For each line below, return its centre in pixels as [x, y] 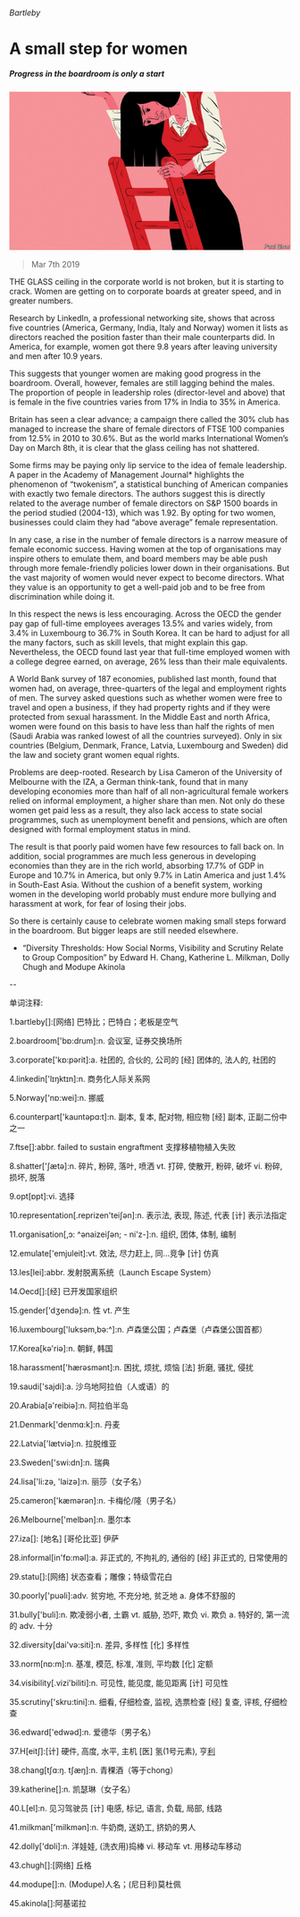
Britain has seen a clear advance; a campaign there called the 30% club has [150, 420]
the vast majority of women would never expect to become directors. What [147, 578]
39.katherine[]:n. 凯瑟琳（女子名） [72, 1789]
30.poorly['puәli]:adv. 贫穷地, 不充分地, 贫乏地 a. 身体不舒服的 [123, 1596]
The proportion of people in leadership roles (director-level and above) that [147, 393]
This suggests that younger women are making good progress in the [135, 374]
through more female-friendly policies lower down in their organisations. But [150, 568]
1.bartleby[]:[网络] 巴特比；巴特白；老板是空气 [94, 1022]
